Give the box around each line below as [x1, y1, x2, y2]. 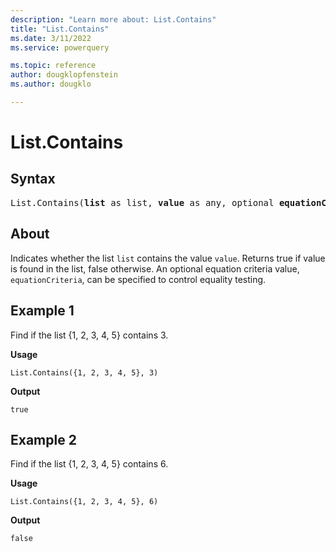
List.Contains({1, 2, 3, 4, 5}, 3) [10, 367, 159, 378]
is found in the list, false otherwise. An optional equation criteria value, [10, 262, 300, 275]
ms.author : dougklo [10, 79, 92, 90]
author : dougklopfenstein [10, 70, 118, 80]
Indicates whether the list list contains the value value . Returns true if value [10, 252, 326, 264]
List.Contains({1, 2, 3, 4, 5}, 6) [10, 497, 159, 507]
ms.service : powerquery [10, 42, 110, 53]
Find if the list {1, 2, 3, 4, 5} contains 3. [10, 329, 169, 341]
